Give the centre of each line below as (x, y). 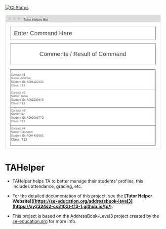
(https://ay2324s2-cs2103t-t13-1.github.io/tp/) (62, 206)
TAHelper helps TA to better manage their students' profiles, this (78, 181)
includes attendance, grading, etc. (47, 186)
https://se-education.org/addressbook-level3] (83, 201)
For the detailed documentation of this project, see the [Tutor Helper (82, 196)
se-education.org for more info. (44, 221)
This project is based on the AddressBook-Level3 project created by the (86, 216)
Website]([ (23, 201)
